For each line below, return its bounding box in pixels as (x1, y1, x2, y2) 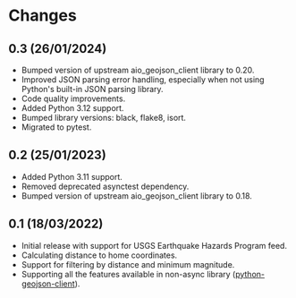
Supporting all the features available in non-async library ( (21, 268, 236, 279)
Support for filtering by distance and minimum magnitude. (21, 259, 235, 269)
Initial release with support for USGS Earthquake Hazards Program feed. (21, 240, 288, 251)
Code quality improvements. (21, 93, 126, 104)
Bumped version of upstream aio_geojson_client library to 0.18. (21, 190, 252, 201)
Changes (8, 5, 77, 26)
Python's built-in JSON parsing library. (21, 84, 164, 94)
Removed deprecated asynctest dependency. (21, 181, 190, 192)
